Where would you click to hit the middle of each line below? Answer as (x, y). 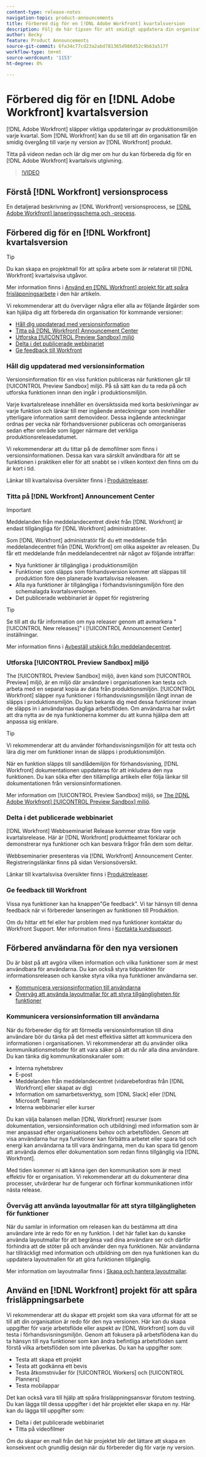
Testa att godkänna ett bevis (51, 1366)
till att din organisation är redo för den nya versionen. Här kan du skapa (96, 1321)
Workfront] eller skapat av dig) (54, 1087)
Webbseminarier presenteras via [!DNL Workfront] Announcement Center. (100, 856)
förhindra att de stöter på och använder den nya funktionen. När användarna (103, 1246)
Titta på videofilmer (40, 1429)
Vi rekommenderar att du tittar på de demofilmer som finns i (82, 449)
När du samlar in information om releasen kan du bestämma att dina (92, 1227)
